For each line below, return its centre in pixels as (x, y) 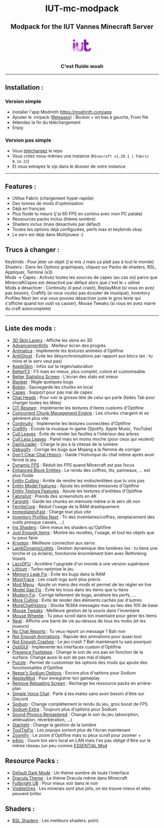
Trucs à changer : (32, 250)
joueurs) (20, 626)
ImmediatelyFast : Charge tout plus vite (51, 512)
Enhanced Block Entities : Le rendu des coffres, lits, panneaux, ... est (81, 470)
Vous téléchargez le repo (37, 151)
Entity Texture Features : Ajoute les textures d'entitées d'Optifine (77, 491)
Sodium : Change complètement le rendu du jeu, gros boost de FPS (80, 704)
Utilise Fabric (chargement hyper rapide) (53, 198)
